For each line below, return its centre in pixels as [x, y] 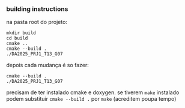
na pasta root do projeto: [37, 22]
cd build [17, 38]
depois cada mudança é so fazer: [47, 65]
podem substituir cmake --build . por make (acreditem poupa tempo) [91, 99]
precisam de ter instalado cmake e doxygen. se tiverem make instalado [93, 92]
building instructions [37, 9]
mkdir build [21, 33]
